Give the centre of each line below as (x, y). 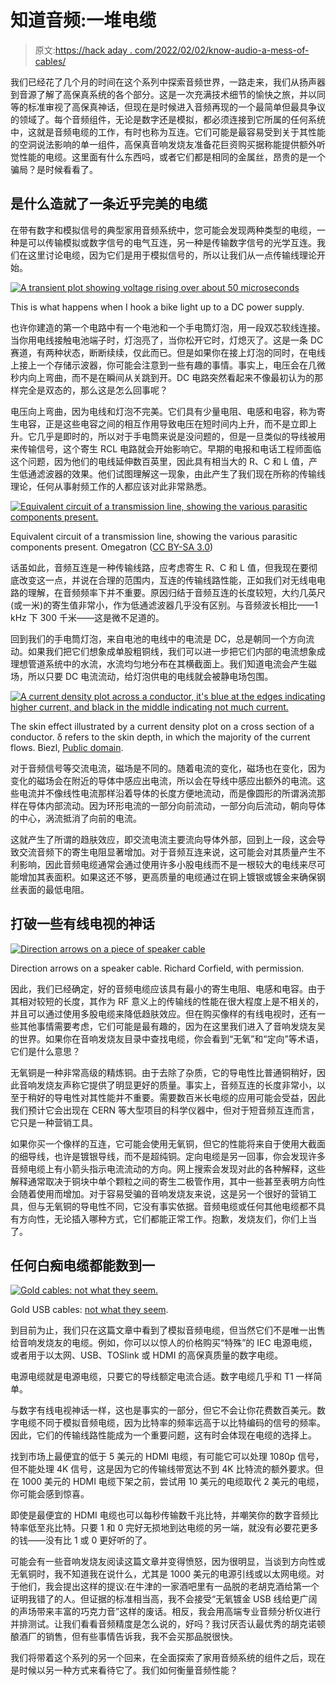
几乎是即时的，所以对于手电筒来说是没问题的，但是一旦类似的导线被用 (181, 436)
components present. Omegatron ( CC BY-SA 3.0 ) (112, 547)
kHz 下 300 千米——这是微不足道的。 (87, 617)
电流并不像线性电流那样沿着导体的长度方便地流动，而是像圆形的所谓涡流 (167, 793)
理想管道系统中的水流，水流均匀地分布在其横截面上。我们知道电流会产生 (159, 663)
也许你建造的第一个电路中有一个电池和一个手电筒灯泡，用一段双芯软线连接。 (168, 327)
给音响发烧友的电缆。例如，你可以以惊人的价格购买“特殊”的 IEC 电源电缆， (164, 1343)
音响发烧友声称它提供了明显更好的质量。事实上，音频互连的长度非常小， (167, 1085)
